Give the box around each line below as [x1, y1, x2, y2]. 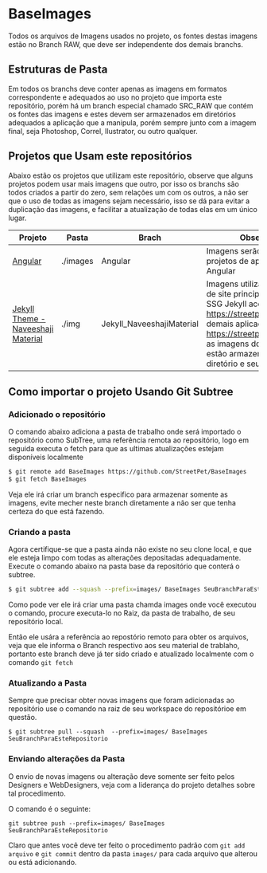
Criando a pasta [8, 526, 72, 537]
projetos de [206, 255, 249, 266]
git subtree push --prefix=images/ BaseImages [8, 819, 165, 828]
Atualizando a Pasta [8, 678, 87, 689]
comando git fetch [8, 658, 74, 667]
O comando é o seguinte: [8, 804, 91, 813]
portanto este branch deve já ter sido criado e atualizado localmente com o [8, 649, 254, 659]
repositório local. [8, 617, 64, 627]
